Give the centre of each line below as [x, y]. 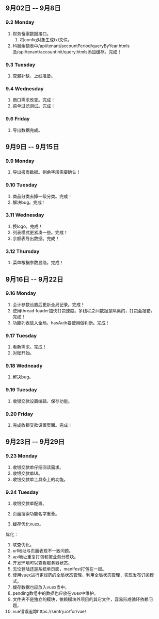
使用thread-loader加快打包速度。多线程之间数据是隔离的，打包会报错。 [84, 310]
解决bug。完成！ [29, 202]
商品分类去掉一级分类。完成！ [42, 196]
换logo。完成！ [28, 226]
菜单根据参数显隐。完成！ [38, 263]
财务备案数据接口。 [32, 33]
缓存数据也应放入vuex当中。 [41, 587]
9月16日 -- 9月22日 [34, 279]
